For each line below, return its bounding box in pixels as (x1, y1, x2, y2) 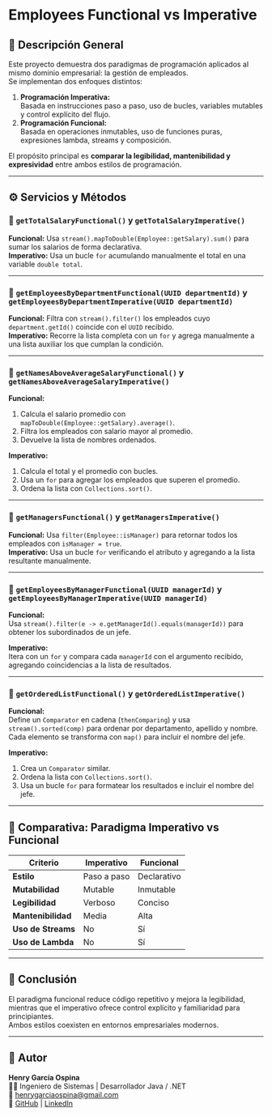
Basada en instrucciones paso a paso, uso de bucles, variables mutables (19, 101, 263, 110)
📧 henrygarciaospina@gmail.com (8, 1089, 119, 1099)
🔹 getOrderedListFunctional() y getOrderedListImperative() (8, 688, 245, 699)
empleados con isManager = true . (8, 539, 123, 548)
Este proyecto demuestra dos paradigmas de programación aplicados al (8, 59, 249, 69)
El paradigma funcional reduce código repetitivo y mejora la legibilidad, (8, 994, 245, 1003)
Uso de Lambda (12, 936, 74, 948)
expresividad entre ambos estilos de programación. (8, 160, 182, 169)
